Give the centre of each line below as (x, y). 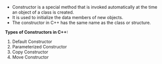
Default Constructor (32, 42)
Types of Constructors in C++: (37, 32)
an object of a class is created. (43, 12)
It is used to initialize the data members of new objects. (68, 17)
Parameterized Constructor (40, 47)
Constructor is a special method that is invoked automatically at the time (85, 7)
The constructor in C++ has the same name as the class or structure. (81, 22)
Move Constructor (30, 57)
